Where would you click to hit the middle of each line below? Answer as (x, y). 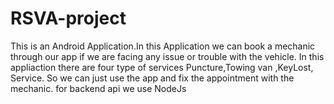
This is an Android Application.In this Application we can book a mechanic (163, 46)
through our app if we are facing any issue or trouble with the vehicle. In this (167, 56)
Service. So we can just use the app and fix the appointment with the (152, 78)
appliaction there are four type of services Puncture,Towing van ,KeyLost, (162, 67)
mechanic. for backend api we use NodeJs (98, 88)
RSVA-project (68, 18)
